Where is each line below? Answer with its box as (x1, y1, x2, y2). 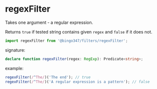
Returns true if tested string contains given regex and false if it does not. (5, 29, 153, 35)
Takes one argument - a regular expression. (5, 19, 93, 25)
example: (5, 65, 23, 71)
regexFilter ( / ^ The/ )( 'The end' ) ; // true (5, 74, 91, 80)
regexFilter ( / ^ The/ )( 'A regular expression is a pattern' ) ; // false (5, 79, 150, 84)
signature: (5, 47, 25, 53)
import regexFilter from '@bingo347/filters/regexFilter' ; (5, 38, 128, 43)
